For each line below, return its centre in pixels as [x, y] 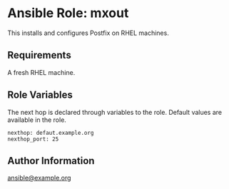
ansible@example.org [39, 178]
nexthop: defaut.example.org [51, 133]
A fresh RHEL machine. [41, 72]
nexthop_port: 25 [33, 139]
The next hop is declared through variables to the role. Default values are [115, 112]
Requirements [39, 55]
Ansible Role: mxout [68, 13]
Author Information [51, 161]
